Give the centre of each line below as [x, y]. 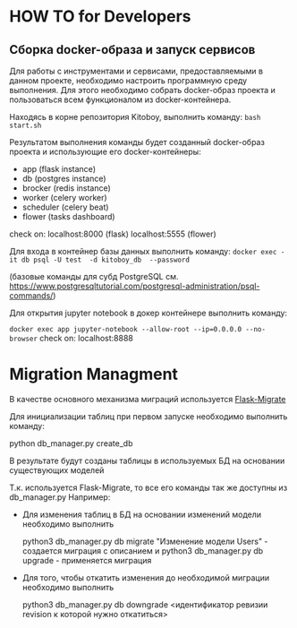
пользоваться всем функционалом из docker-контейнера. [120, 99]
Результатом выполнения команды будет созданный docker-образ [137, 142]
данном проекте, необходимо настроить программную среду [128, 81]
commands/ [31, 296]
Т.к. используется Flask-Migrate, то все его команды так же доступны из [148, 487]
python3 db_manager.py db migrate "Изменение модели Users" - [145, 541]
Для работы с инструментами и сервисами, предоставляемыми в [136, 71]
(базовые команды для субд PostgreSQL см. [94, 276]
